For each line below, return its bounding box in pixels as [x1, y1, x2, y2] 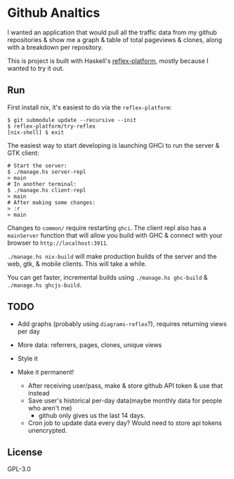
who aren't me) [27, 403, 72, 412]
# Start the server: [7, 162, 68, 169]
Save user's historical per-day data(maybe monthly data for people [27, 396, 223, 405]
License [7, 446, 43, 458]
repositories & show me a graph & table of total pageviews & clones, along [7, 35, 223, 43]
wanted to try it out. [7, 64, 65, 72]
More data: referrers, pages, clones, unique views [17, 340, 162, 349]
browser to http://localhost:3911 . [7, 238, 109, 247]
